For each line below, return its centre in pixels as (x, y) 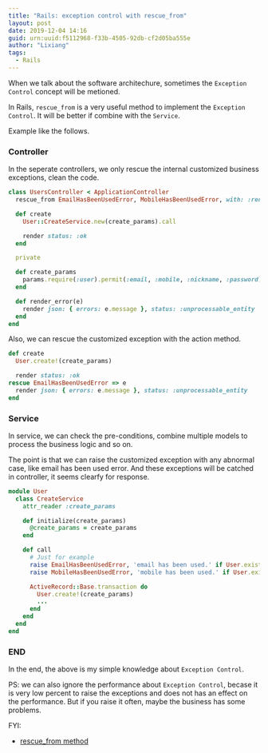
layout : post (30, 23)
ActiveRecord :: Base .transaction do (89, 587)
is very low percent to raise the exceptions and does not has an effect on (128, 693)
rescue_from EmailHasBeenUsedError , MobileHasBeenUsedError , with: (130, 200)
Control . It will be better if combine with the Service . (95, 115)
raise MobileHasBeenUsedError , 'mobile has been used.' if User (138, 572)
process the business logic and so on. (71, 444)
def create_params (46, 273)
